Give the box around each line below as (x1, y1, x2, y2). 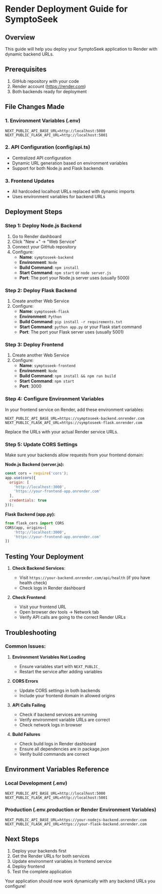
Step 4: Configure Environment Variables (5, 395, 105, 402)
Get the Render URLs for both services (12, 853, 90, 859)
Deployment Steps (5, 208, 62, 216)
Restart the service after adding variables (19, 669, 103, 674)
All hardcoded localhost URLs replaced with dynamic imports (12, 188, 135, 194)
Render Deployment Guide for (5, 3, 128, 15)
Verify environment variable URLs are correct (19, 717, 110, 723)
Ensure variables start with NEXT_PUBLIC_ (19, 663, 101, 669)
